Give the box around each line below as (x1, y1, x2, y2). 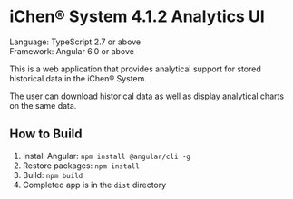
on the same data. (9, 99, 77, 110)
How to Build (9, 127, 83, 142)
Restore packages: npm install (22, 160, 141, 171)
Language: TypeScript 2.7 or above (9, 36, 142, 47)
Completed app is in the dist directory (22, 179, 167, 190)
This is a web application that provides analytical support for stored (9, 63, 261, 74)
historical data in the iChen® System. (9, 72, 148, 83)
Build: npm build (22, 169, 83, 180)
